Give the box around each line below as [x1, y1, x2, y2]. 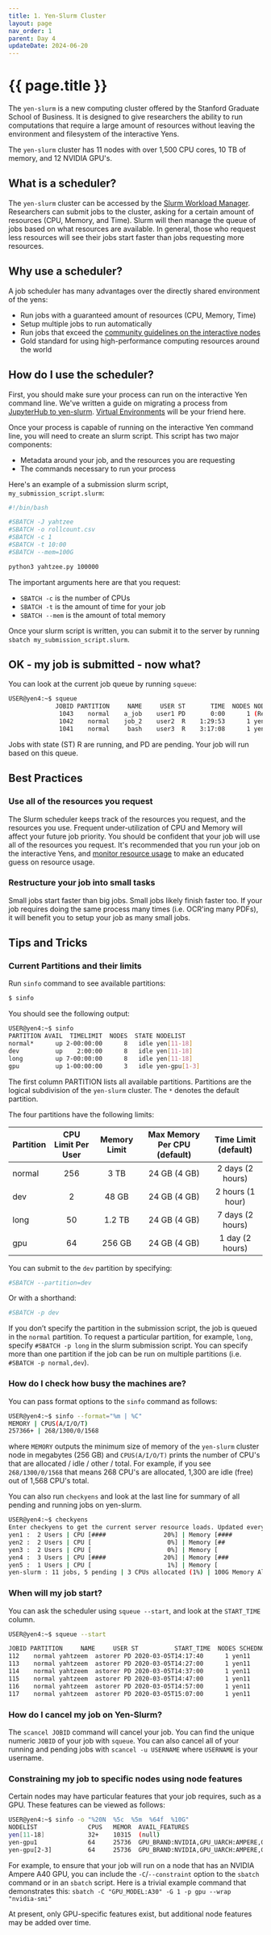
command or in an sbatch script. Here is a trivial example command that [8, 1878, 247, 1887]
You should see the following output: [8, 1009, 131, 1019]
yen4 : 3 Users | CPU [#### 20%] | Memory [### [8, 1553, 229, 1562]
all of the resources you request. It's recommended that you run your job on [8, 839, 261, 849]
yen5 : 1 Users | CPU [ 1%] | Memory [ [8, 1561, 219, 1569]
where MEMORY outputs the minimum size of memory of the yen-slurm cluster [8, 1441, 260, 1451]
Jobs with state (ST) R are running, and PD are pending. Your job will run [8, 739, 250, 749]
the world [19, 344, 52, 354]
